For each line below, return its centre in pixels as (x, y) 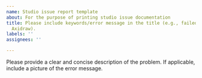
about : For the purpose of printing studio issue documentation (88, 17)
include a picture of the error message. (55, 68)
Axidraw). (24, 28)
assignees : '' (24, 40)
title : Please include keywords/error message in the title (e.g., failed (102, 23)
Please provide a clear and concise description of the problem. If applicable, (101, 62)
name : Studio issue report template (52, 12)
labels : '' (20, 34)
